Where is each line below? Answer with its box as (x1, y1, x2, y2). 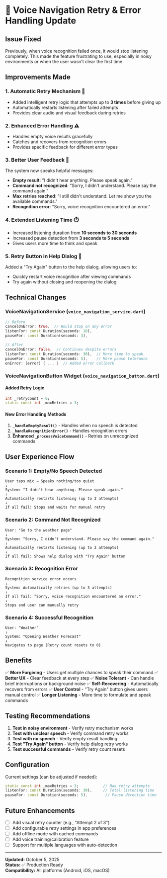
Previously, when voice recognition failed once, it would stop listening (5, 48, 148, 54)
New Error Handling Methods (5, 411, 67, 417)
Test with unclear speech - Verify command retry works (12, 730, 129, 736)
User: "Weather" (5, 625, 39, 630)
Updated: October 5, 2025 (5, 857, 60, 863)
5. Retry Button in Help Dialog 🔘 (5, 253, 82, 260)
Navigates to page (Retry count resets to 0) (5, 643, 101, 648)
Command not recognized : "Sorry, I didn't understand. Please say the (12, 182, 157, 188)
